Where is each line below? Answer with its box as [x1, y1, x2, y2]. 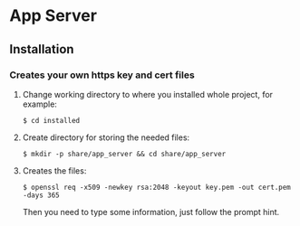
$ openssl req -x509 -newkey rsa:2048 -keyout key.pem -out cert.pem [22, 183, 292, 192]
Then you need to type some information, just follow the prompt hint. [22, 206, 280, 217]
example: [22, 99, 57, 109]
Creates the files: [22, 165, 87, 176]
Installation [9, 42, 74, 57]
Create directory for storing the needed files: [22, 132, 190, 143]
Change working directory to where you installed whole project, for [22, 89, 274, 99]
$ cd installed [22, 116, 81, 125]
